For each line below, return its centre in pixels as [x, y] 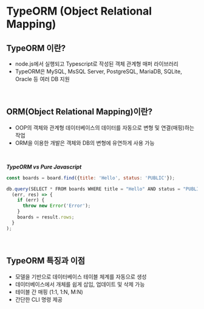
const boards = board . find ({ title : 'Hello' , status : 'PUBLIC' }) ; [91, 178]
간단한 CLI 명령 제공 [39, 299]
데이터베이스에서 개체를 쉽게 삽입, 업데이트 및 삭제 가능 [80, 284]
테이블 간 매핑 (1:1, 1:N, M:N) [49, 292]
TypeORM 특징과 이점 [46, 261]
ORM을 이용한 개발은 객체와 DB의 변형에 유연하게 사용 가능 [85, 143]
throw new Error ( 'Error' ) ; [56, 206]
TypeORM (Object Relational [79, 11]
